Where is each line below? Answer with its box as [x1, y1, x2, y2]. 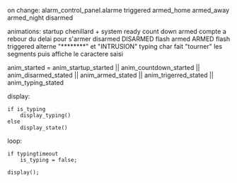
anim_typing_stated [7, 78, 64, 87]
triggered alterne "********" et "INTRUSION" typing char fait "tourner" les [7, 42, 223, 50]
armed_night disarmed [7, 13, 73, 22]
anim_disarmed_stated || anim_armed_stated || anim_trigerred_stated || [7, 71, 214, 79]
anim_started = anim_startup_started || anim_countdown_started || [7, 64, 200, 71]
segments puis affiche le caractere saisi [7, 49, 124, 58]
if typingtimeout [7, 150, 59, 158]
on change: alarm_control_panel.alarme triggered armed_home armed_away [7, 6, 230, 14]
